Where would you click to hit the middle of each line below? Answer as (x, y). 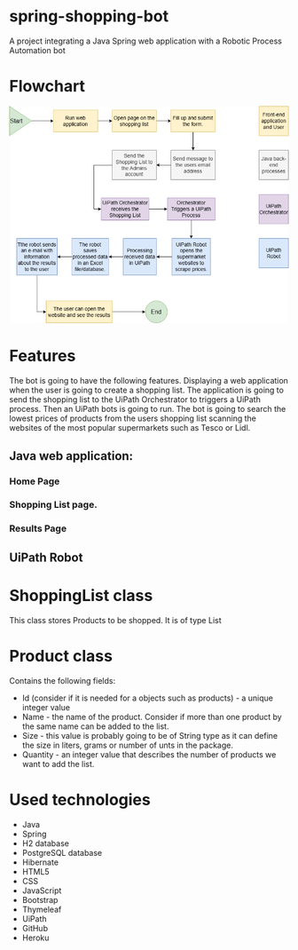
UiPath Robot (46, 557)
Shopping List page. (53, 505)
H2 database (45, 843)
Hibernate (40, 862)
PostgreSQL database (62, 852)
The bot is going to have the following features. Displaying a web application (149, 381)
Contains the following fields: (63, 680)
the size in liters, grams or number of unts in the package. (127, 745)
